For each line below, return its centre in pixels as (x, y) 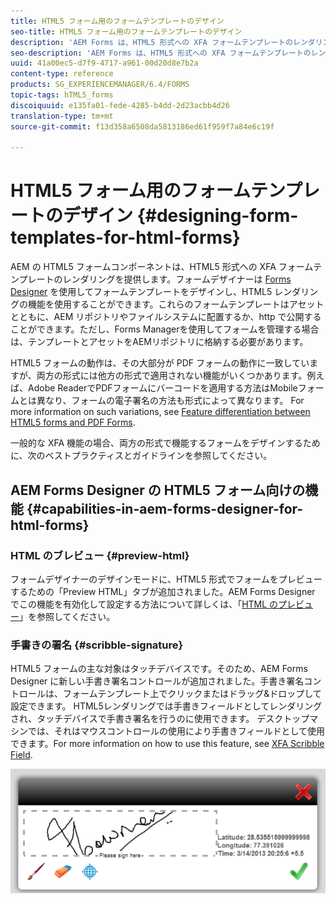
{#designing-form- (217, 216)
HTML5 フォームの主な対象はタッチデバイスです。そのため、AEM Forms (159, 669)
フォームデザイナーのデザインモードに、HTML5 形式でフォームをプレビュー (166, 579)
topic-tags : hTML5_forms (62, 95)
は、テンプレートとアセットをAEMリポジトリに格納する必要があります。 (159, 342)
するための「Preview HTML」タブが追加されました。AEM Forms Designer (163, 591)
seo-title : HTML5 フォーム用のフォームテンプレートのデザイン (126, 31)
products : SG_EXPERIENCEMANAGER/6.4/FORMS (100, 85)
